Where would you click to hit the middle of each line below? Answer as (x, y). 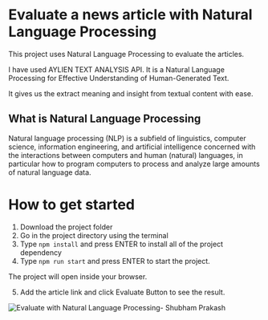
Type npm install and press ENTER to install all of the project (121, 244)
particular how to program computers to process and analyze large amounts (134, 164)
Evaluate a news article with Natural (130, 15)
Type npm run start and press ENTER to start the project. (115, 261)
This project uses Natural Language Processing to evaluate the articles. (126, 54)
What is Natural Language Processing (105, 119)
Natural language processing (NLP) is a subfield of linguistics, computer (127, 138)
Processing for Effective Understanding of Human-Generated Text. (119, 78)
